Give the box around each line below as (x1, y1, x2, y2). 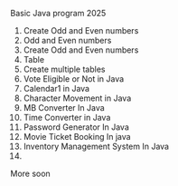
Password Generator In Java (23, 122, 130, 132)
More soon (10, 168, 51, 179)
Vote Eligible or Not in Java (23, 73, 125, 84)
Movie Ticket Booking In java (23, 132, 131, 142)
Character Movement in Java (23, 93, 132, 103)
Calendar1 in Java (23, 83, 89, 93)
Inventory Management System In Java (23, 141, 170, 152)
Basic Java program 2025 (10, 8, 107, 18)
